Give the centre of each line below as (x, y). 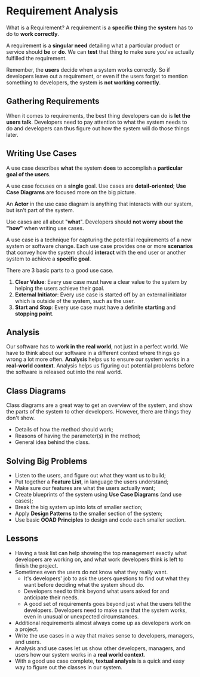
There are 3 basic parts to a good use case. (60, 270)
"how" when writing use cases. (45, 228)
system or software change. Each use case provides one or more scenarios (100, 246)
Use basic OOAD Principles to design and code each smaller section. (100, 520)
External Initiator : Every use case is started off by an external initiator (101, 295)
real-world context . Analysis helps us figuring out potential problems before (100, 366)
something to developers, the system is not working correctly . (84, 82)
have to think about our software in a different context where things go (93, 353)
